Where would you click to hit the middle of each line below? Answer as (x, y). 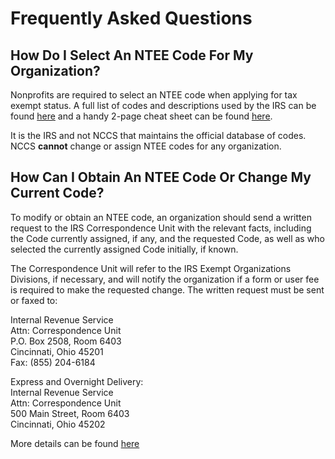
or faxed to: (34, 300)
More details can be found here (75, 443)
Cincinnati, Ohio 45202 (58, 424)
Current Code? (57, 193)
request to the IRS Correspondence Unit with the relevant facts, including (161, 228)
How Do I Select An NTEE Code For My (132, 55)
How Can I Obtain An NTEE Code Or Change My (161, 177)
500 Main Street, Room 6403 (70, 413)
